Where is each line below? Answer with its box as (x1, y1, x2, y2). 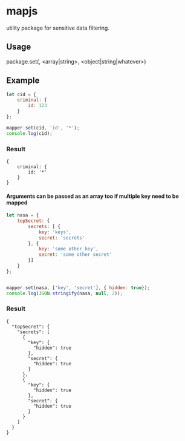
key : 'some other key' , (38, 246, 99, 252)
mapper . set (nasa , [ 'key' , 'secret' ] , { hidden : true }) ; (6, 284, 150, 291)
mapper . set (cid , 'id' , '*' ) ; (6, 125, 80, 131)
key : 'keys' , (38, 229, 71, 235)
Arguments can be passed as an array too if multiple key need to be (6, 192, 180, 200)
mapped (6, 198, 28, 206)
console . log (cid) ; (6, 130, 53, 137)
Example (6, 76, 40, 86)
